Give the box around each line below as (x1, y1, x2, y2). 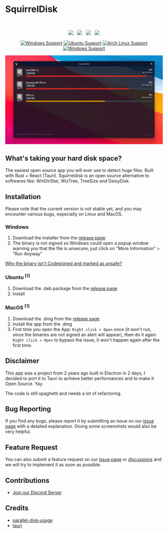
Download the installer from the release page (12, 235, 106, 241)
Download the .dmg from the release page (12, 315, 100, 321)
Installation (5, 192, 41, 201)
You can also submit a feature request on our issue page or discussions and (5, 456, 161, 462)
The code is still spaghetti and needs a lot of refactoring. (5, 390, 122, 396)
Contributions (5, 476, 49, 484)
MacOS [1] (5, 303, 30, 311)
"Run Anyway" (12, 251, 42, 257)
